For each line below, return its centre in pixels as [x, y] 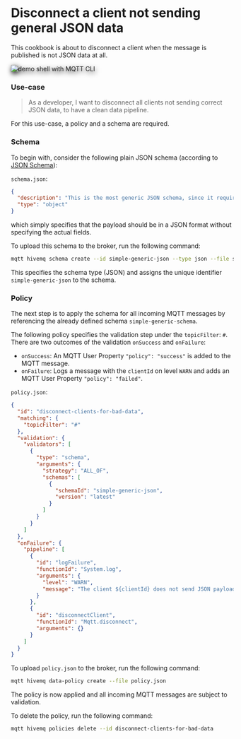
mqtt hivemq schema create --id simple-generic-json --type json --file [120, 259]
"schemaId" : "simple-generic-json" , [109, 490]
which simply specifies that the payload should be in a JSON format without [121, 225]
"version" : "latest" [86, 497]
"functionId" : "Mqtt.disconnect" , [87, 622]
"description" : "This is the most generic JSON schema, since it [116, 198]
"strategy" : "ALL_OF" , [76, 471]
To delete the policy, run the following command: [82, 716]
